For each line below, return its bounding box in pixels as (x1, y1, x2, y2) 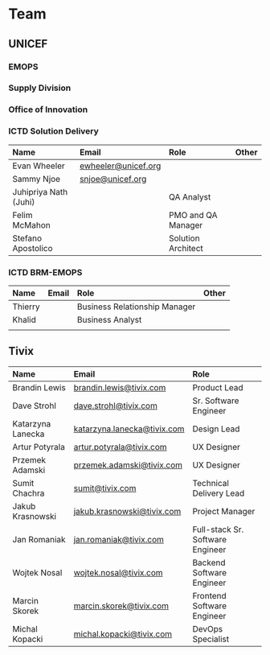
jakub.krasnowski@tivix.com (73, 505, 182, 517)
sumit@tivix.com (73, 482, 137, 493)
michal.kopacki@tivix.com (73, 628, 173, 640)
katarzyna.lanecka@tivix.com (73, 423, 185, 435)
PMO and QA (168, 209, 218, 220)
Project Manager (192, 505, 256, 517)
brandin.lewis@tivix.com (73, 381, 166, 393)
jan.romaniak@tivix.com (73, 533, 165, 545)
